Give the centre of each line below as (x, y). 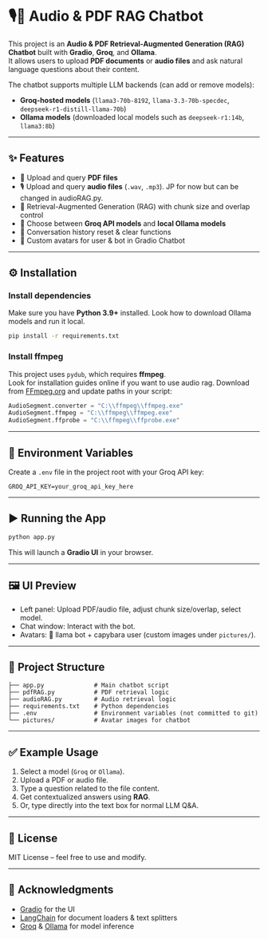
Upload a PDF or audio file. (64, 780)
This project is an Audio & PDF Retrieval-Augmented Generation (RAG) (126, 44)
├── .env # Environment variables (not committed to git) (134, 713)
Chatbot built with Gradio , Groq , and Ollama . (83, 52)
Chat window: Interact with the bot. (77, 626)
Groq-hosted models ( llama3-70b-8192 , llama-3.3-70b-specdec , (124, 100)
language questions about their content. (74, 69)
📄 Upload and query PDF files (69, 177)
